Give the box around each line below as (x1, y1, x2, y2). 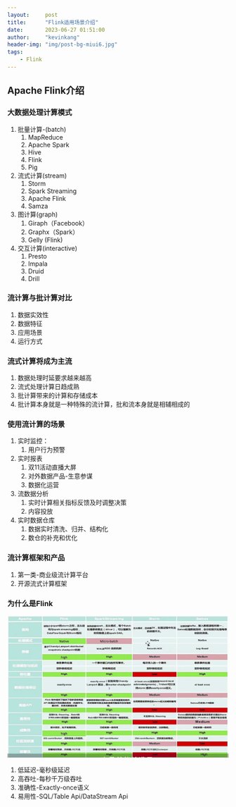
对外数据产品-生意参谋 (27, 472, 93, 481)
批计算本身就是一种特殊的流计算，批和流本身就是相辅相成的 (17, 400, 190, 409)
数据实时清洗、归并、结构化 (27, 525, 109, 534)
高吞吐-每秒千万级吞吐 (17, 774, 83, 782)
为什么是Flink (7, 598, 53, 608)
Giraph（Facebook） (27, 218, 89, 227)
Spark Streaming (27, 187, 77, 195)
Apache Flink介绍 (7, 85, 85, 97)
